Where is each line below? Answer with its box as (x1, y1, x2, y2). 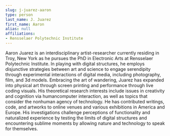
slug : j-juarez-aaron (5, 7, 52, 13)
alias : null (5, 26, 31, 32)
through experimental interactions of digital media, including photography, (5, 71, 161, 77)
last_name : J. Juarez (5, 17, 52, 22)
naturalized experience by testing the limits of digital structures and (5, 115, 147, 121)
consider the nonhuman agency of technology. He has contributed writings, (5, 98, 164, 104)
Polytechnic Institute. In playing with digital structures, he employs (5, 61, 145, 67)
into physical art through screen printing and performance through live (5, 82, 154, 88)
